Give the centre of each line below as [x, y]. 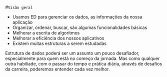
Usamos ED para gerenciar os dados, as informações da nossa [77, 17]
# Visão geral [19, 7]
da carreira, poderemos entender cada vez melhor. [57, 69]
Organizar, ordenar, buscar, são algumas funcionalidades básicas [80, 27]
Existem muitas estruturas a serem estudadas [59, 43]
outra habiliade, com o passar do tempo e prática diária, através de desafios [84, 64]
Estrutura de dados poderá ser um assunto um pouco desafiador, [72, 53]
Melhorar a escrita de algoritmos [46, 33]
